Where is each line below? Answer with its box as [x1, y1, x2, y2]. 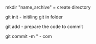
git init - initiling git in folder [5, 14, 63, 19]
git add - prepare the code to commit [5, 23, 83, 29]
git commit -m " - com [5, 33, 52, 39]
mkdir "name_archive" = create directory [5, 4, 91, 10]
